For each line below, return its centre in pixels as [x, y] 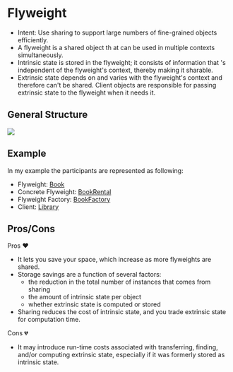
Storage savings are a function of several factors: [89, 275]
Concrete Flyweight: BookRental [64, 191]
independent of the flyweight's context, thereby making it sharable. [115, 70]
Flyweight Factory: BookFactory [64, 199]
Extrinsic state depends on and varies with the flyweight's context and [120, 77]
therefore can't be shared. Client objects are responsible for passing [117, 85]
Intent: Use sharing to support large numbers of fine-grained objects [117, 32]
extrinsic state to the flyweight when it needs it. [86, 92]
